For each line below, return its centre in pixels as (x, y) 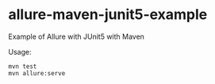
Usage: (20, 52)
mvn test (23, 66)
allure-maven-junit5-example (108, 15)
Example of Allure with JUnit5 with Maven (77, 36)
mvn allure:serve (37, 73)
